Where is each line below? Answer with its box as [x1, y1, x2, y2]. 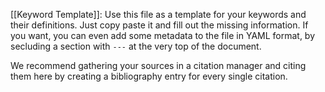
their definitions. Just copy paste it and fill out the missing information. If [10, 19, 309, 31]
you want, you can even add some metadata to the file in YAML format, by [10, 30, 316, 41]
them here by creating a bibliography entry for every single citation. [10, 70, 288, 82]
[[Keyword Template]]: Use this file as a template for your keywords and [10, 9, 307, 20]
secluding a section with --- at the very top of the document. [10, 40, 262, 52]
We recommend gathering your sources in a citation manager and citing [10, 60, 307, 71]
